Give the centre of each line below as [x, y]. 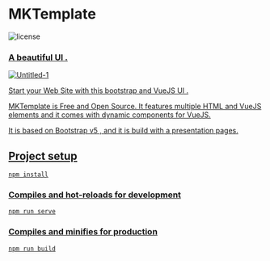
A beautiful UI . [38, 57]
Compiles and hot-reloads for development [95, 195]
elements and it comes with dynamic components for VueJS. [110, 115]
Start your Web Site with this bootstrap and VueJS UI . [99, 91]
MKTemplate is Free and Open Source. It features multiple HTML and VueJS [135, 107]
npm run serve [32, 212]
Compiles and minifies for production [83, 232]
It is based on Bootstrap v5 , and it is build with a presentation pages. [123, 131]
